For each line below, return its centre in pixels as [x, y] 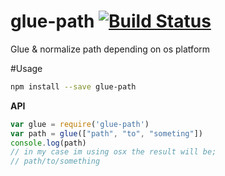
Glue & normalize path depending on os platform [110, 49]
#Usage [26, 68]
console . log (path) [48, 143]
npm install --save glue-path [73, 86]
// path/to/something [55, 161]
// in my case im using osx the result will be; [113, 152]
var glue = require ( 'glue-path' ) [80, 124]
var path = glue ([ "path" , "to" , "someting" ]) [106, 133]
